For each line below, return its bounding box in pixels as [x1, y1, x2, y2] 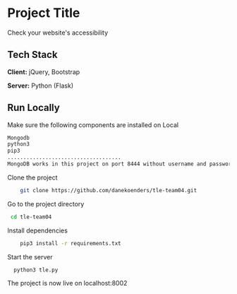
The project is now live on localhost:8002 [7, 279, 128, 288]
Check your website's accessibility [7, 28, 109, 37]
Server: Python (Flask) [7, 81, 74, 90]
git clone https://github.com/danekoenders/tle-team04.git [20, 187, 197, 194]
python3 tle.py [13, 266, 59, 274]
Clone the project [7, 173, 58, 182]
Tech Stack [7, 49, 58, 61]
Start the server [7, 252, 53, 261]
